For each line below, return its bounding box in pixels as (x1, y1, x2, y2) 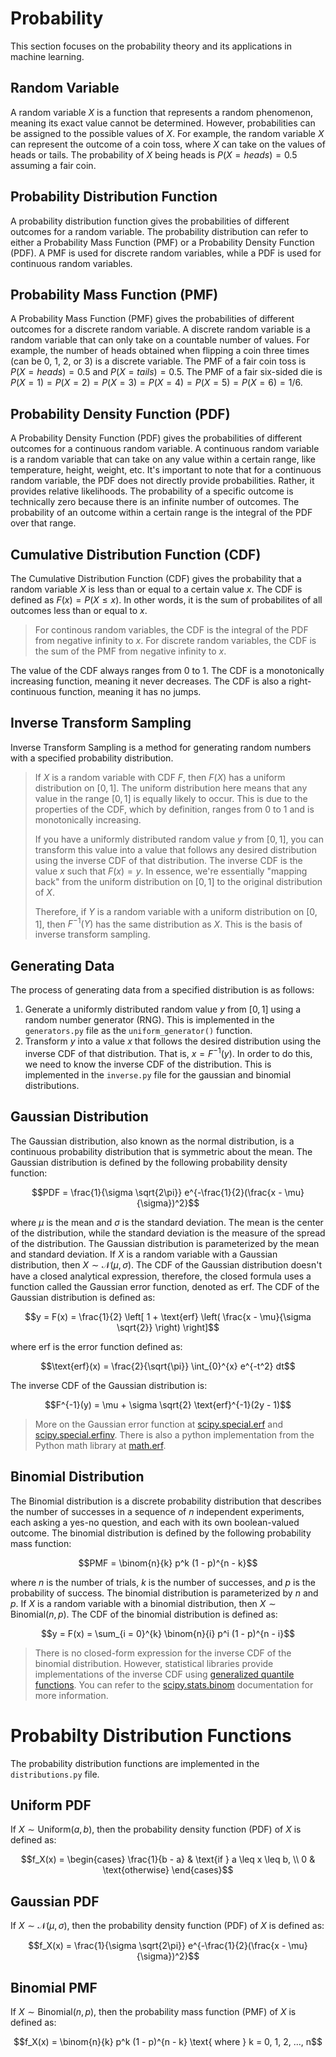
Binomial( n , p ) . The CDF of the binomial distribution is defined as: (10, 1608, 278, 1620)
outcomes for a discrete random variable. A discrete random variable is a (10, 323, 311, 336)
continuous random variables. (10, 257, 133, 269)
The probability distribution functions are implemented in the (10, 1757, 260, 1769)
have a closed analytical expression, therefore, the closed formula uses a (10, 1270, 312, 1282)
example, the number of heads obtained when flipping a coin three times (10, 345, 310, 357)
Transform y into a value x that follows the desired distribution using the (24, 1035, 322, 1047)
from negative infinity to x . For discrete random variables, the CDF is (34, 635, 317, 646)
